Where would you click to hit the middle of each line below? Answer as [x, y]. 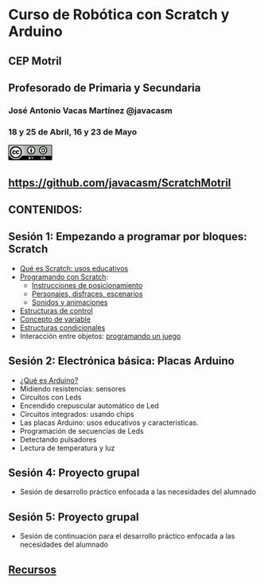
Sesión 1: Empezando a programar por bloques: [128, 237]
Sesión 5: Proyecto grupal [74, 517]
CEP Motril [35, 61]
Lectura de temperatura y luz [67, 448]
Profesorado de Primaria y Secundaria [105, 88]
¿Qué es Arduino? [49, 380]
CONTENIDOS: [45, 210]
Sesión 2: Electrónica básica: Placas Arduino [121, 361]
